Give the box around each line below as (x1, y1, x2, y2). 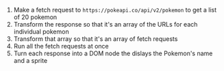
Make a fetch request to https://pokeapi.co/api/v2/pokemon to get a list (13, 6, 217, 14)
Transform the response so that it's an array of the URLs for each (13, 20, 198, 28)
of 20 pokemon (13, 13, 58, 21)
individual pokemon (13, 27, 70, 35)
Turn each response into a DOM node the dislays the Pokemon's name (13, 49, 213, 57)
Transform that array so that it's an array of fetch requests (13, 35, 178, 43)
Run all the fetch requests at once (13, 42, 110, 50)
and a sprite (13, 57, 48, 64)
